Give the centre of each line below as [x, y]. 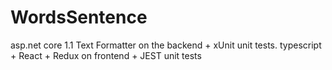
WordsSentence [79, 17]
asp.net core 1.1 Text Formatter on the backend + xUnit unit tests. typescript [166, 45]
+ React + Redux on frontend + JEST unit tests [106, 55]
